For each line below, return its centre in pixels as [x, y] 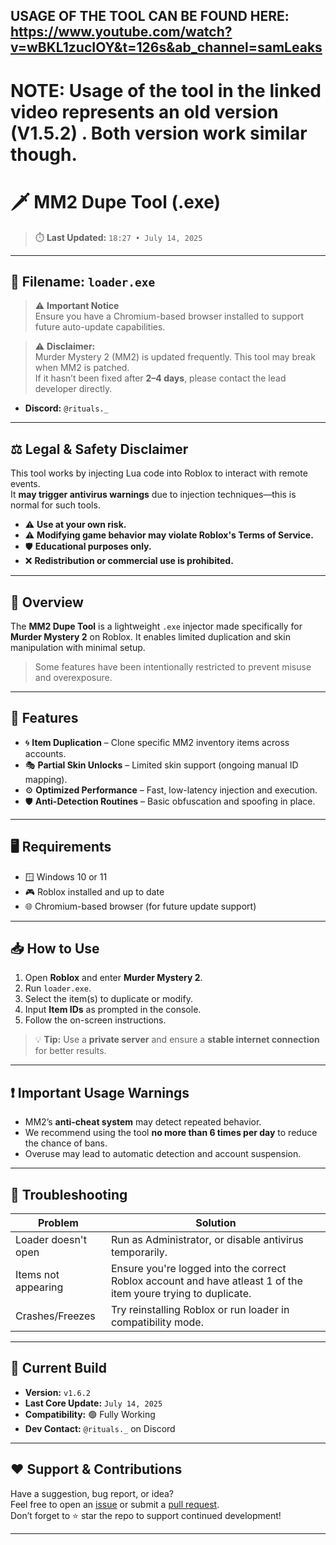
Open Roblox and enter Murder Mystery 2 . [113, 978]
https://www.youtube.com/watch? [121, 32]
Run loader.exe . [58, 988]
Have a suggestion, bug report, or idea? [92, 1493]
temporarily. [139, 1252]
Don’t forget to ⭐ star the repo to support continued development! [146, 1515]
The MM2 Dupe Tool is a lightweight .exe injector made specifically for [156, 626]
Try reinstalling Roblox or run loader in [200, 1310]
